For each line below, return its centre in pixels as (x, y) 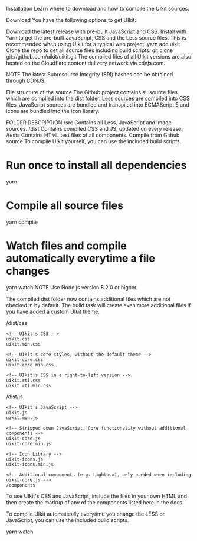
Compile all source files (65, 206)
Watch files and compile (66, 246)
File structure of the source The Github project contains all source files (92, 92)
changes (28, 271)
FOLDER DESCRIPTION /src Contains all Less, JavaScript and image (89, 123)
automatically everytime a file (81, 258)
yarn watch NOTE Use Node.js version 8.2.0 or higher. (72, 287)
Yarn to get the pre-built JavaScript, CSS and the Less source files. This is (96, 38)
